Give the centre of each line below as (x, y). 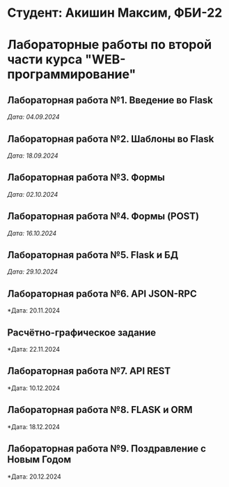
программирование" (72, 74)
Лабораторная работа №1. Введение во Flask (110, 100)
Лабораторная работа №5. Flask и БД (93, 255)
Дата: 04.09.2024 (34, 117)
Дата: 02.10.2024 (33, 194)
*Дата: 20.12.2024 (34, 477)
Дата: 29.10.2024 (32, 272)
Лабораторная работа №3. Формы (86, 178)
